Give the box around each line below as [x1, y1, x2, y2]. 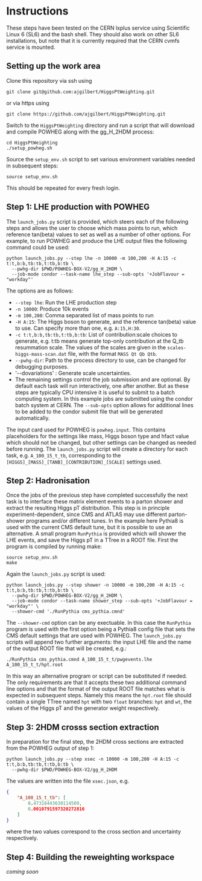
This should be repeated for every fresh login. [6, 184, 121, 192]
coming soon [6, 868, 39, 876]
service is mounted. [6, 44, 55, 51]
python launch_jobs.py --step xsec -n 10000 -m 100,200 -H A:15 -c [6, 757, 180, 763]
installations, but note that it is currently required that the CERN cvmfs [6, 37, 180, 44]
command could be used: [6, 244, 70, 251]
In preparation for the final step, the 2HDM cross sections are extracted [6, 738, 184, 746]
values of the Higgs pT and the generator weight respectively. [6, 705, 160, 712]
